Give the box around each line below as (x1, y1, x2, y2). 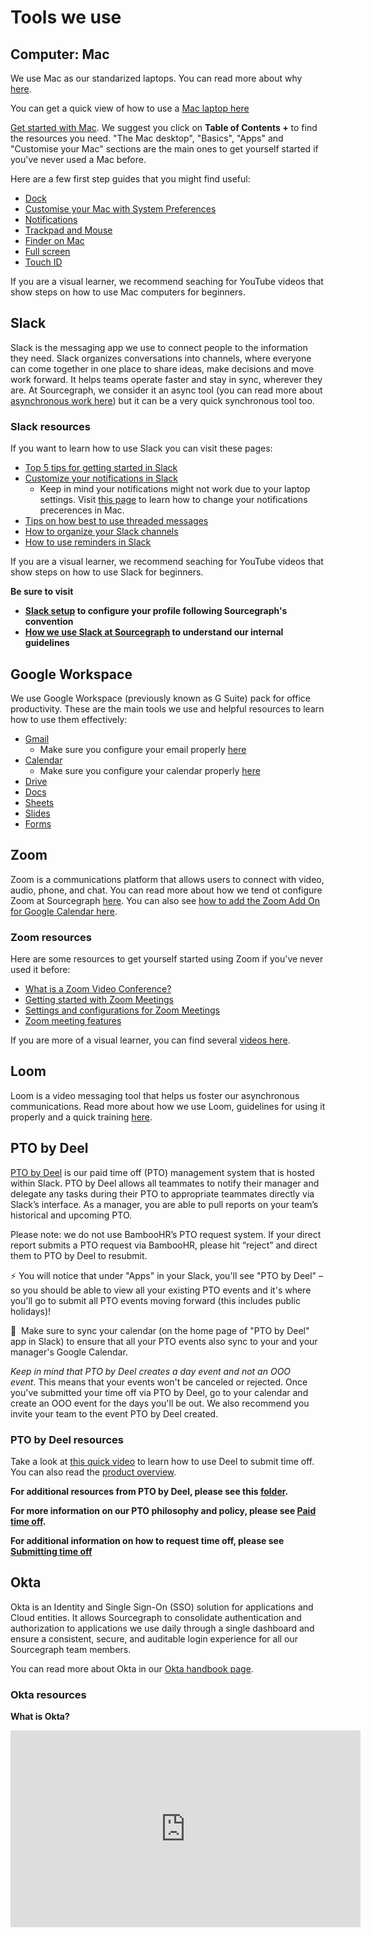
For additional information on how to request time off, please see (10, 1534, 285, 1546)
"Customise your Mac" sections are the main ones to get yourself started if (10, 143, 319, 155)
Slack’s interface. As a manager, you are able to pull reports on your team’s (10, 1198, 319, 1210)
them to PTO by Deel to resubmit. (10, 1249, 148, 1261)
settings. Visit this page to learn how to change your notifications (39, 494, 308, 506)
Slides (24, 807, 51, 819)
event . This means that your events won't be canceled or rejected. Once (10, 1376, 308, 1388)
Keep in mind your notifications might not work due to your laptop (39, 483, 311, 495)
